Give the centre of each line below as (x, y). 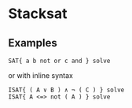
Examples (33, 43)
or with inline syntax (40, 75)
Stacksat (38, 14)
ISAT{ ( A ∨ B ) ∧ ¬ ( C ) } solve (66, 90)
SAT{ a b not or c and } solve (59, 61)
